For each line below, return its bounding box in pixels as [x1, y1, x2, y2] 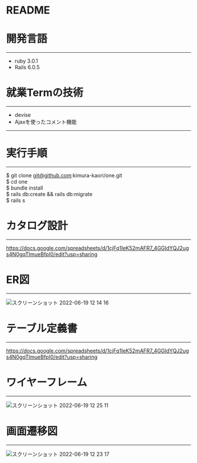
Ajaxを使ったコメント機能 [14, 119, 77, 126]
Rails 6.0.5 [14, 64, 40, 71]
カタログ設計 [6, 219, 69, 232]
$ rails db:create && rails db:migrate [6, 191, 93, 197]
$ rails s [6, 197, 25, 204]
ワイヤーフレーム [6, 376, 87, 389]
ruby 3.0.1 [14, 58, 38, 65]
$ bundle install [6, 184, 43, 191]
